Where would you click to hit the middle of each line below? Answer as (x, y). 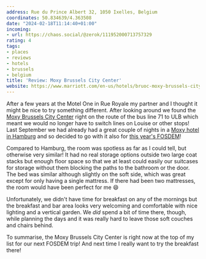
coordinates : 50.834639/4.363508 (49, 18)
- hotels (17, 63)
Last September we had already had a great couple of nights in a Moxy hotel (103, 130)
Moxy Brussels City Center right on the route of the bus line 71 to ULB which (102, 117)
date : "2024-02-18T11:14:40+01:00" (52, 23)
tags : (13, 47)
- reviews (19, 58)
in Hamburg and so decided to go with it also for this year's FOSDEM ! (94, 136)
